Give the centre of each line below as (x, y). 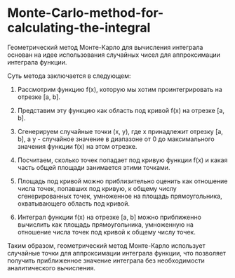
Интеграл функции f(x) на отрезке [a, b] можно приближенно (109, 217)
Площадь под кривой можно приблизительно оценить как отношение (122, 181)
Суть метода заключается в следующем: (69, 76)
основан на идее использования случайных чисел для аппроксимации (114, 55)
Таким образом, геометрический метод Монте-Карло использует (106, 245)
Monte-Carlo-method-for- (86, 13)
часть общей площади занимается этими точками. (94, 167)
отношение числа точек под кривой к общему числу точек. (107, 232)
